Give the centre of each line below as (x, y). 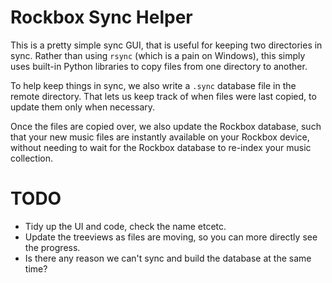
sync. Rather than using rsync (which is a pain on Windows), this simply (158, 55)
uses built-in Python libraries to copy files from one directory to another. (159, 66)
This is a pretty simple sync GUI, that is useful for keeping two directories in (166, 45)
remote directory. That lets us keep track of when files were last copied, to (163, 96)
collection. (32, 158)
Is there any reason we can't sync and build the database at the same (168, 258)
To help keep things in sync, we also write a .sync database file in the (153, 85)
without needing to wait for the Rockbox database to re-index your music (161, 147)
